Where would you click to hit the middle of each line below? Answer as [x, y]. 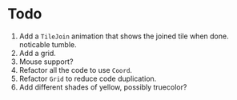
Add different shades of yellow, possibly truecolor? [103, 87]
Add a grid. [38, 53]
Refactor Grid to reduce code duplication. [88, 78]
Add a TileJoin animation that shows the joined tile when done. [124, 36]
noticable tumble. [48, 44]
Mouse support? [46, 62]
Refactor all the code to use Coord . [76, 70]
